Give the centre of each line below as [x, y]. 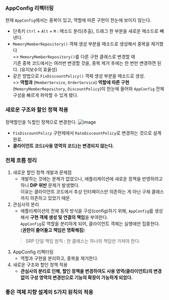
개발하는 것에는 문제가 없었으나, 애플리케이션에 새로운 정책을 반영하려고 [91, 178]
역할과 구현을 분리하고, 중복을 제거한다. [59, 258]
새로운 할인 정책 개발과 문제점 [42, 172]
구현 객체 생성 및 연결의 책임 [58, 217]
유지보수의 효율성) [39, 70]
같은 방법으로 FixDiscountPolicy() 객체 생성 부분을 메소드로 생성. [79, 76]
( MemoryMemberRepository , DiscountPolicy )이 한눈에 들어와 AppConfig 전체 [88, 89]
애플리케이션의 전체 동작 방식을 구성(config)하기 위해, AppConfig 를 [87, 211]
